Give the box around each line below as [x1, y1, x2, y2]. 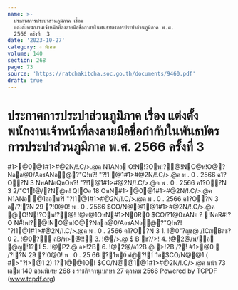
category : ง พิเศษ [7, 43, 56, 51]
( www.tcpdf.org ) [7, 275, 56, 284]
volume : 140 [7, 51, 43, 58]
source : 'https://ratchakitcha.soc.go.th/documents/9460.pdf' [7, 70, 196, 77]
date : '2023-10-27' [7, 37, 66, 44]
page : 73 [7, 63, 33, 71]
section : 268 [7, 57, 46, 64]
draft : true [7, 76, 43, 84]
